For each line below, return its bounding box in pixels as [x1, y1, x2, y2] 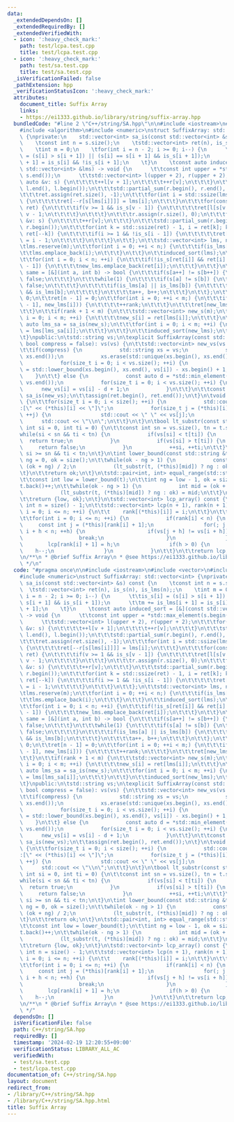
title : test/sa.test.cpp [19, 68, 92, 75]
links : [19, 107, 39, 114]
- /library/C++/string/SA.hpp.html [7, 1097, 111, 1104]
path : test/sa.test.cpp [19, 62, 89, 69]
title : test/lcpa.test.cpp [19, 49, 98, 56]
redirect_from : [7, 1084, 52, 1091]
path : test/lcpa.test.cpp [19, 42, 95, 49]
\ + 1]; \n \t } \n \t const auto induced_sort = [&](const [19, 606, 204, 613]
